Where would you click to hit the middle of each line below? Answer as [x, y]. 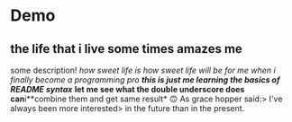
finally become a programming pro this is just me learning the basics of [145, 80]
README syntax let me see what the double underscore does [128, 89]
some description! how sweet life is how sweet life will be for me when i [143, 70]
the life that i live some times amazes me [126, 49]
